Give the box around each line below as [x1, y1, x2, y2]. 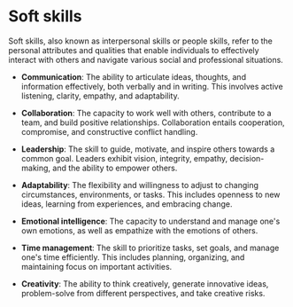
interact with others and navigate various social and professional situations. [8, 54, 284, 65]
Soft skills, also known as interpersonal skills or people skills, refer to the [8, 35, 274, 46]
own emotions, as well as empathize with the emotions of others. [20, 224, 258, 236]
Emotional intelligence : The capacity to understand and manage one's [20, 216, 281, 226]
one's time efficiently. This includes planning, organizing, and [20, 251, 245, 263]
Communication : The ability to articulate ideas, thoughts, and [20, 71, 247, 82]
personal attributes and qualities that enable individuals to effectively [8, 44, 259, 55]
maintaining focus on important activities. [20, 261, 173, 272]
